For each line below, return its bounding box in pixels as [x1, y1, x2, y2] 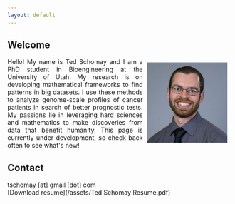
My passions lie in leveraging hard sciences [7, 111, 143, 119]
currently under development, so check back [7, 133, 143, 142]
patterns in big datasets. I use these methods [7, 88, 143, 96]
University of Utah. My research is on [7, 73, 143, 81]
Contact [7, 161, 44, 174]
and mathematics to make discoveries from [7, 118, 143, 127]
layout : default [7, 11, 56, 19]
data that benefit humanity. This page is [7, 126, 143, 135]
